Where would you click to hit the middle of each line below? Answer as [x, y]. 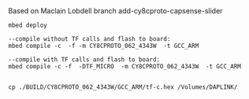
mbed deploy [28, 26]
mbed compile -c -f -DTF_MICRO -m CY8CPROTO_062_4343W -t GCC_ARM [125, 67]
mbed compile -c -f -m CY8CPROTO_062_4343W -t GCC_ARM [104, 46]
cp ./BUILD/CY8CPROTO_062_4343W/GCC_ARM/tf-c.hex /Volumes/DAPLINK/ [123, 87]
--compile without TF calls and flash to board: [89, 39]
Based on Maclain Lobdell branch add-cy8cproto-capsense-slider [115, 11]
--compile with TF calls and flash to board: [84, 60]
